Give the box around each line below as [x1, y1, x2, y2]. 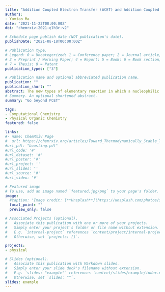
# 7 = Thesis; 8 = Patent [5, 62, 58, 66]
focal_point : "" [9, 202, 43, 207]
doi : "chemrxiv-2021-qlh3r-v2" [5, 26, 69, 31]
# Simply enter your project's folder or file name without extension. [5, 225, 160, 230]
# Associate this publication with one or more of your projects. [5, 220, 148, 226]
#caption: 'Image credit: [9, 198, 63, 203]
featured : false [5, 121, 38, 126]
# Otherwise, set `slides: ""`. [5, 275, 76, 280]
